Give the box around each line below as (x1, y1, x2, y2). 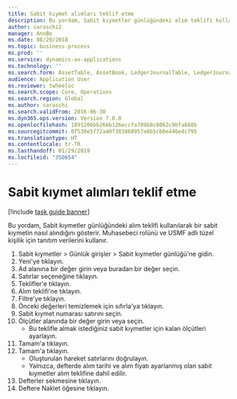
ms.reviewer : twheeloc (8, 82, 75, 89)
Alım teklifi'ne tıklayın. (18, 287, 82, 295)
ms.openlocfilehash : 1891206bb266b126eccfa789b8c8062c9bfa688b (8, 121, 198, 129)
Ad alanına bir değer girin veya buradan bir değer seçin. (18, 264, 180, 273)
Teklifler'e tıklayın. (18, 279, 71, 288)
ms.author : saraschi (8, 102, 69, 109)
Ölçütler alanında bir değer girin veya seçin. (18, 317, 145, 325)
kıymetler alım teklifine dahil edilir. (28, 369, 127, 377)
